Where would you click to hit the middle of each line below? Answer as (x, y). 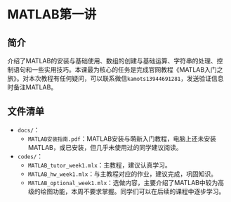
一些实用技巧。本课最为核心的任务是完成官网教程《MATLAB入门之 (127, 70)
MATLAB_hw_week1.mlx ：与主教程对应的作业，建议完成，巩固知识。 (123, 174)
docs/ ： (28, 130)
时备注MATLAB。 (32, 87)
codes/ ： (30, 156)
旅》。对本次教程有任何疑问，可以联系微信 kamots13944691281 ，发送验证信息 (115, 78)
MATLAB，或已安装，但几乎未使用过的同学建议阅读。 (105, 147)
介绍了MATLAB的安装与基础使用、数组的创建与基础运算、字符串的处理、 (112, 61)
